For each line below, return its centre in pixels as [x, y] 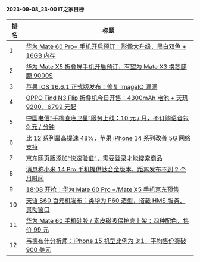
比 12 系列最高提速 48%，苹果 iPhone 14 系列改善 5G [101, 138]
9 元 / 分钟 [40, 127]
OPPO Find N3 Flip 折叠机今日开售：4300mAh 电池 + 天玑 [107, 98]
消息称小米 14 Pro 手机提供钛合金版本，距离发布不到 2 [102, 170]
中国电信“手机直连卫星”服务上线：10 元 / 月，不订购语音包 [107, 118]
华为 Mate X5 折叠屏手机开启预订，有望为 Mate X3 [97, 67]
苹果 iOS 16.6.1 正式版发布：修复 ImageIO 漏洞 [92, 87]
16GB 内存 [41, 55]
